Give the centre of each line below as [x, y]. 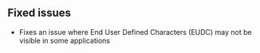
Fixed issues [39, 13]
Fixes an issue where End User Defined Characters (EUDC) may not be [135, 32]
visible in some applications [65, 40]
